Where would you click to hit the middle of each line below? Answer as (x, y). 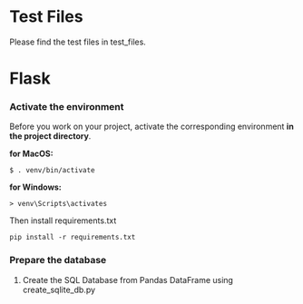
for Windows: (35, 187)
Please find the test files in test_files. (78, 42)
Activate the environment (67, 107)
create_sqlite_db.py (59, 289)
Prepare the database (58, 260)
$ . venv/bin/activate (52, 171)
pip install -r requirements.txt (73, 238)
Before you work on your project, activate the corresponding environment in (152, 127)
